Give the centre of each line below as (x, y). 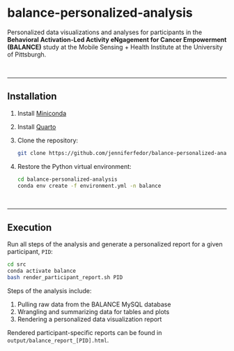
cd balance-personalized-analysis (67, 179)
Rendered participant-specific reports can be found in (85, 332)
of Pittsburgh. (27, 54)
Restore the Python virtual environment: (74, 166)
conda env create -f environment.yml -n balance (89, 186)
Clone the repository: (48, 140)
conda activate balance (42, 271)
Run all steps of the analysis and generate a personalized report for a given (115, 244)
